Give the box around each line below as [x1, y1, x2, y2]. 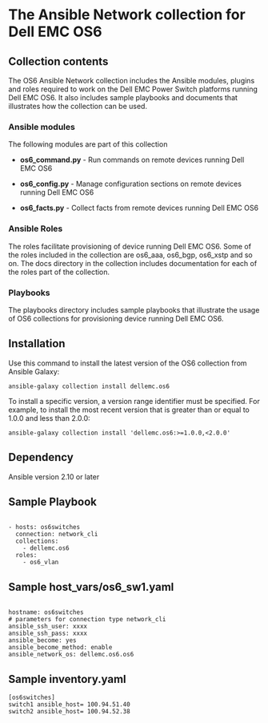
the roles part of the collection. [8, 267, 110, 277]
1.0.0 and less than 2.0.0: [8, 413, 90, 422]
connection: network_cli [15, 531, 98, 539]
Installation [8, 337, 66, 350]
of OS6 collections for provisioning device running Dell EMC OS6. [8, 313, 224, 323]
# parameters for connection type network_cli [8, 616, 166, 624]
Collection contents [8, 55, 109, 68]
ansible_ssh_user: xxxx [8, 623, 88, 631]
